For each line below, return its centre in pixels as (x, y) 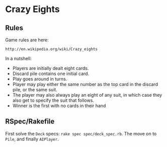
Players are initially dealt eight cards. (51, 68)
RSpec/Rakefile (30, 122)
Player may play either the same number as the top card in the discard (85, 84)
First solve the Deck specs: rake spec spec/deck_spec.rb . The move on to (81, 133)
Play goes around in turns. (40, 79)
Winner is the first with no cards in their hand (59, 106)
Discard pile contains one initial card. (51, 73)
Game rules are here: (27, 40)
